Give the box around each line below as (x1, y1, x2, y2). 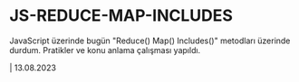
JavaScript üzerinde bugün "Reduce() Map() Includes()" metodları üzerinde (9, 35, 291, 46)
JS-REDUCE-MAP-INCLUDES (9, 5, 234, 26)
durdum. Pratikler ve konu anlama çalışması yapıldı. (9, 44, 201, 55)
